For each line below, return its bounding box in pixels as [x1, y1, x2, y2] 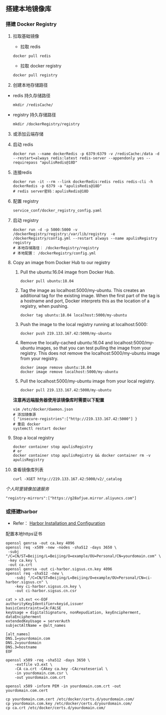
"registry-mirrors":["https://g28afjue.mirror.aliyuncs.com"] [5, 495, 137, 500]
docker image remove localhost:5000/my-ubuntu [20, 369, 118, 374]
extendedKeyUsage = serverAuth [5, 618, 70, 623]
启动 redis [12, 141, 34, 147]
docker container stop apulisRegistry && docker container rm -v [12, 453, 151, 458]
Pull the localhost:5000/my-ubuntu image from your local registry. [20, 378, 155, 384]
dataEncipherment [5, 614, 42, 619]
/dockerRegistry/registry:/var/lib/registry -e [12, 231, 115, 236]
